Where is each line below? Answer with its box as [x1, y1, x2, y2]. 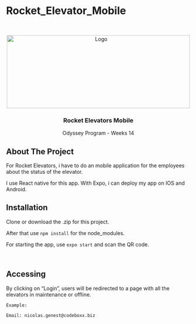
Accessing [6, 269, 46, 279]
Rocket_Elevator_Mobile [6, 4, 126, 18]
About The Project [6, 146, 74, 156]
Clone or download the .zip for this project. [6, 218, 109, 225]
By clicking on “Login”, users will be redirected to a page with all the [6, 285, 170, 292]
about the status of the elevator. [6, 168, 83, 175]
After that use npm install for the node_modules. [6, 229, 125, 236]
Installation [6, 203, 48, 213]
